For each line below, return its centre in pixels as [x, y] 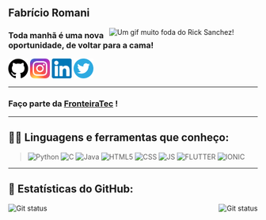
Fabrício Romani [49, 13]
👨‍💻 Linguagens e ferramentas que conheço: [119, 138]
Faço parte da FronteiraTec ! [63, 104]
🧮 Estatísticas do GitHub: [71, 189]
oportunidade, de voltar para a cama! [81, 45]
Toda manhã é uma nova [56, 36]
